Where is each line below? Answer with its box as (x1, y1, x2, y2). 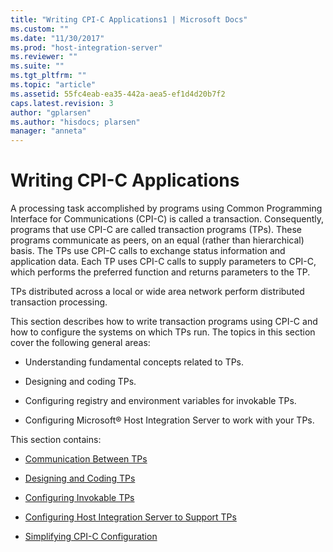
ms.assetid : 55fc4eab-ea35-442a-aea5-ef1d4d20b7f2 (10, 89, 226, 99)
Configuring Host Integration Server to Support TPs (24, 511, 237, 523)
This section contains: (10, 434, 102, 446)
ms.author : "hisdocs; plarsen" (10, 117, 141, 127)
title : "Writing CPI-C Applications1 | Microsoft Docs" (10, 14, 248, 25)
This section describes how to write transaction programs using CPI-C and (10, 316, 318, 328)
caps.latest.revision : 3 (10, 98, 114, 108)
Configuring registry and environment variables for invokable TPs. (24, 395, 297, 407)
